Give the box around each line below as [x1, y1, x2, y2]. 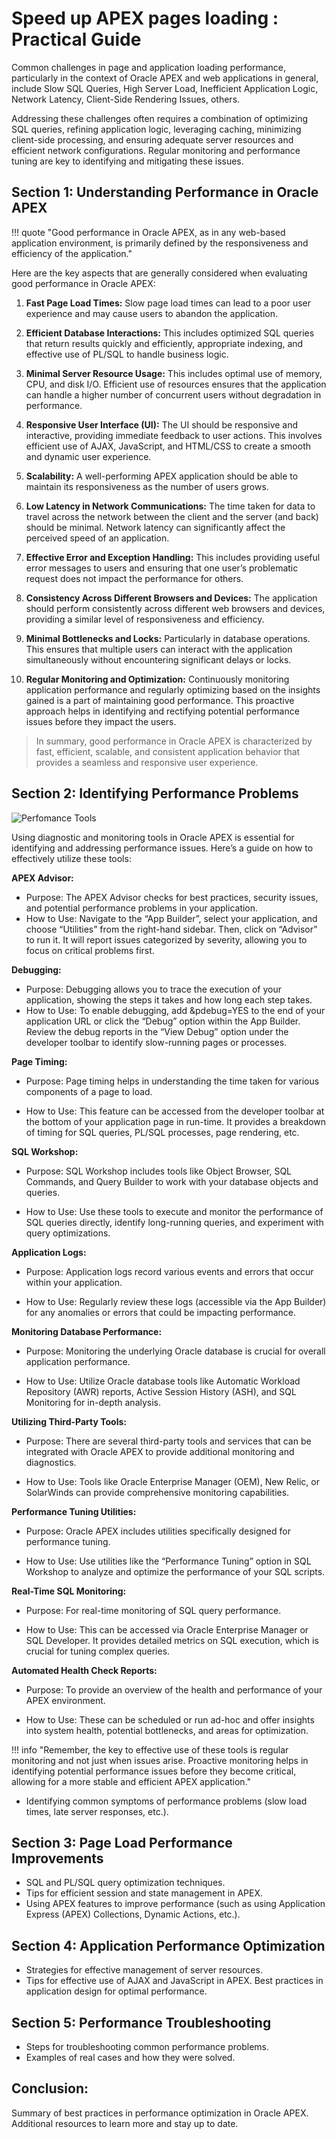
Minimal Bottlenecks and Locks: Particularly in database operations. [25, 632, 311, 644]
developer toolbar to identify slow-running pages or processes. [25, 1036, 288, 1048]
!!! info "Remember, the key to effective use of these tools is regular [11, 1743, 289, 1756]
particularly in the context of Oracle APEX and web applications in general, [11, 72, 319, 84]
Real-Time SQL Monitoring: [11, 1585, 127, 1597]
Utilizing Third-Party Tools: [11, 1415, 127, 1427]
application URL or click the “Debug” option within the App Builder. [25, 1015, 301, 1027]
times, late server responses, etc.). [25, 1805, 169, 1817]
